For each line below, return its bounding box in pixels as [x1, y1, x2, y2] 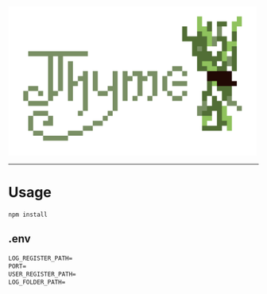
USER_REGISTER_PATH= [8, 270, 77, 278]
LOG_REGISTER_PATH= [8, 254, 73, 262]
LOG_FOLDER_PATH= [8, 278, 66, 286]
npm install [8, 211, 48, 219]
